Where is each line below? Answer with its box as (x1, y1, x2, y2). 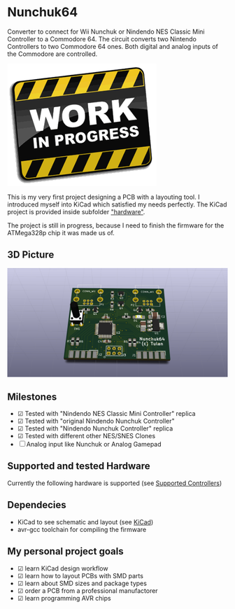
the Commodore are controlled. (7, 50, 98, 58)
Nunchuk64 (7, 4, 78, 20)
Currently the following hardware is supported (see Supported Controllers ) (7, 479, 222, 487)
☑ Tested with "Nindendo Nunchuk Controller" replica (17, 424, 173, 433)
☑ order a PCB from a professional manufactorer (17, 586, 159, 595)
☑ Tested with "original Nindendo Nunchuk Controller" (17, 417, 175, 426)
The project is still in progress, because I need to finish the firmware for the (7, 221, 225, 230)
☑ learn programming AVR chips (17, 594, 111, 602)
